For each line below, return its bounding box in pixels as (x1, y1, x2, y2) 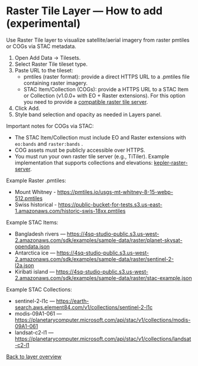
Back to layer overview (6, 353, 62, 360)
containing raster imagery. (23, 79, 87, 87)
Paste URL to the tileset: (14, 66, 74, 74)
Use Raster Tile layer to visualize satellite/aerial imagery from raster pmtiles (6, 36, 190, 43)
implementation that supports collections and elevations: (14, 159, 153, 166)
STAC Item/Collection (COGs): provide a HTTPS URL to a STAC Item (23, 85, 189, 93)
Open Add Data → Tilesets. (14, 54, 81, 61)
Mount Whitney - (14, 188, 56, 195)
